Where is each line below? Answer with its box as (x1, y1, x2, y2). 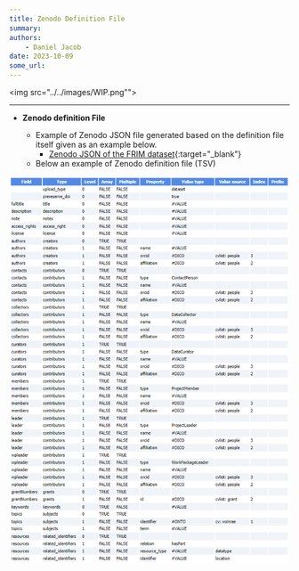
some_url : (9, 61, 46, 70)
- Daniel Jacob (25, 43, 82, 52)
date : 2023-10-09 (9, 52, 74, 61)
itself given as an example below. (35, 139, 158, 150)
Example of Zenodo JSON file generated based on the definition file (35, 130, 285, 140)
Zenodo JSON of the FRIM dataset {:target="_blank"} (48, 149, 242, 159)
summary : (9, 23, 42, 33)
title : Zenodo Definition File (9, 14, 125, 23)
